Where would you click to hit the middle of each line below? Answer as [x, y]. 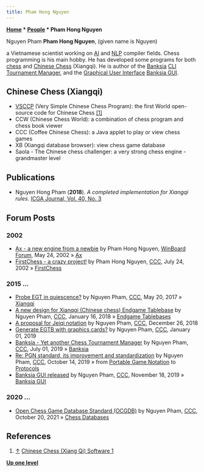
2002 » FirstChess [38, 268]
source [24, 113]
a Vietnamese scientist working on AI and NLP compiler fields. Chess [93, 53]
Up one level [22, 463]
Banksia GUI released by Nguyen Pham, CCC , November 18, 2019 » [100, 375]
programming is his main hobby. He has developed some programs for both [101, 59]
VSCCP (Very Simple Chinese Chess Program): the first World [93, 106]
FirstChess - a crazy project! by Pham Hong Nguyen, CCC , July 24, [100, 261]
